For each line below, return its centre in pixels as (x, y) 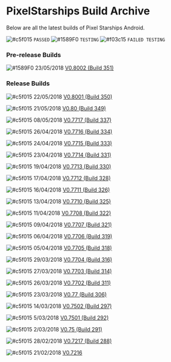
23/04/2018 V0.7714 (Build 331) (73, 155)
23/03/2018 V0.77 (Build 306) (70, 294)
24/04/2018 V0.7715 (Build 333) (73, 143)
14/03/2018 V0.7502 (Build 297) (73, 306)
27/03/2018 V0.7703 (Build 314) (73, 271)
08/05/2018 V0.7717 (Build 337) (73, 120)
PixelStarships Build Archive (78, 11)
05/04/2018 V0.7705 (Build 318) (73, 248)
